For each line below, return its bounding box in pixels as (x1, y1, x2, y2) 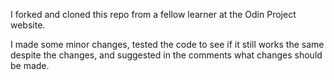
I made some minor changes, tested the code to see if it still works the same (10, 39, 325, 50)
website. (10, 19, 46, 31)
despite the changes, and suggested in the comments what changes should (10, 49, 323, 61)
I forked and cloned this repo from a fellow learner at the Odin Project (10, 9, 297, 20)
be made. (10, 60, 50, 71)
